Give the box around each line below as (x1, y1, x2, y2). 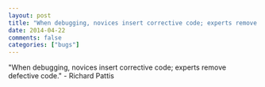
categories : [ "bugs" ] (8, 41, 80, 49)
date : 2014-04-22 (8, 26, 66, 34)
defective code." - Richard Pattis (8, 71, 115, 81)
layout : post (8, 11, 52, 20)
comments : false (8, 33, 62, 42)
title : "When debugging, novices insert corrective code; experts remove (8, 19, 258, 27)
